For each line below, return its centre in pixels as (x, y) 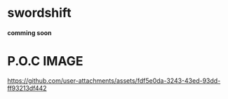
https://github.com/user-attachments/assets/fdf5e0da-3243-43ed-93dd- (114, 80)
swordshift (39, 13)
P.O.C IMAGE (45, 61)
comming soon (29, 32)
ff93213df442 (27, 88)
